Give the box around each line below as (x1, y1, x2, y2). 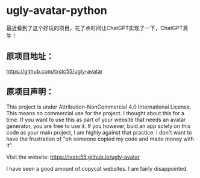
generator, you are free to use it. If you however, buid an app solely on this (6, 122, 191, 130)
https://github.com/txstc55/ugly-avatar (6, 68, 103, 75)
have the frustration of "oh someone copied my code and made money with (6, 135, 195, 142)
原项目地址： (6, 51, 54, 62)
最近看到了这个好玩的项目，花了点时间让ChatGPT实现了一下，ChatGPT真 (6, 24, 189, 31)
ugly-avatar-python (6, 4, 107, 17)
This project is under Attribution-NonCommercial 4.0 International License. (6, 103, 192, 110)
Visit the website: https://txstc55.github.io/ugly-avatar (6, 153, 140, 161)
